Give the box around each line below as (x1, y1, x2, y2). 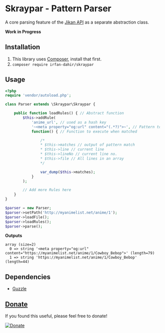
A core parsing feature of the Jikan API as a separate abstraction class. (5, 19, 149, 25)
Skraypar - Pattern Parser (5, 3, 111, 14)
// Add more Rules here (23, 188, 71, 193)
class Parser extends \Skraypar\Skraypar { (5, 102, 96, 107)
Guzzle (12, 286, 27, 292)
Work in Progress (5, 28, 41, 34)
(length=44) (5, 259, 29, 264)
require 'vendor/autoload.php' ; (5, 93, 71, 98)
